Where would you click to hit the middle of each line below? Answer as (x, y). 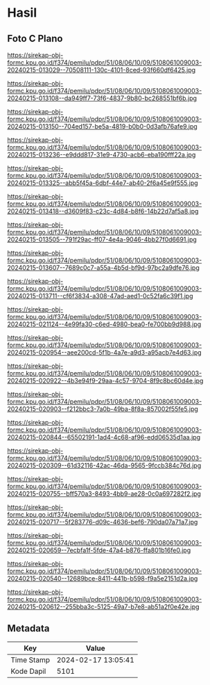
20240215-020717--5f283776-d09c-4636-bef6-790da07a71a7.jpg (103, 522)
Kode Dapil (28, 671)
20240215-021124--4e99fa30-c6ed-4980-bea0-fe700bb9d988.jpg (104, 324)
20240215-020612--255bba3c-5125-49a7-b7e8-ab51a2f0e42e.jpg (103, 607)
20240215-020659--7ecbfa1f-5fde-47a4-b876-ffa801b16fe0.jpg (99, 550)
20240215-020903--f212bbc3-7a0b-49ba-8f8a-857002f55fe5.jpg (103, 409)
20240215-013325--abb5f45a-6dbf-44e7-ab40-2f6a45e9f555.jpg (103, 183)
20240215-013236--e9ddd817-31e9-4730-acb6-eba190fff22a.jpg (102, 155)
